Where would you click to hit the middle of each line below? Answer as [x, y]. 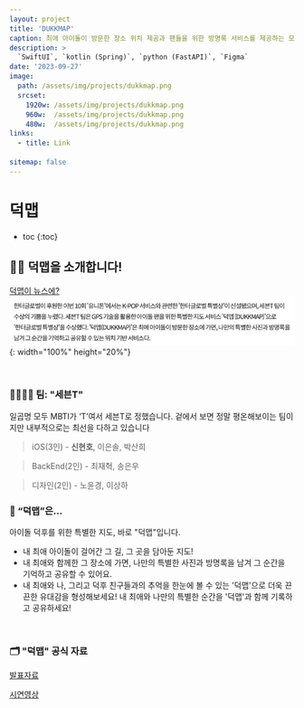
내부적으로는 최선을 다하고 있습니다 [88, 427]
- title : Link [44, 143]
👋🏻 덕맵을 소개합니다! [66, 267]
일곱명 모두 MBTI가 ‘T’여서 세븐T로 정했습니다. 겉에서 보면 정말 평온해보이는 [143, 416]
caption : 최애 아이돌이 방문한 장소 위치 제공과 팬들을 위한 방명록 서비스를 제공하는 [147, 38]
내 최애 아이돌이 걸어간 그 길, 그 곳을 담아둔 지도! [108, 551]
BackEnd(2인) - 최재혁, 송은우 [85, 466]
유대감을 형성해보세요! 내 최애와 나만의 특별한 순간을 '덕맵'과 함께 [154, 596]
